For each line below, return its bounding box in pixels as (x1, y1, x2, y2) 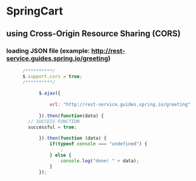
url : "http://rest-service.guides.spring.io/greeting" (49, 102, 191, 108)
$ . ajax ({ (38, 90, 61, 96)
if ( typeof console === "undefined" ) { (49, 141, 148, 147)
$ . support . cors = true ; (22, 73, 83, 79)
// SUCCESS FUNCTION (28, 118, 80, 125)
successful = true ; (28, 124, 77, 130)
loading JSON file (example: (6, 47, 90, 55)
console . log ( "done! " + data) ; (60, 157, 139, 164)
